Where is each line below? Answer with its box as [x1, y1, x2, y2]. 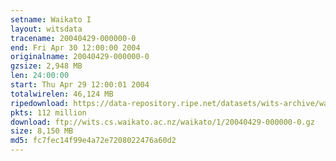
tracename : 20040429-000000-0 [10, 33, 137, 43]
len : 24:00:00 [10, 71, 70, 81]
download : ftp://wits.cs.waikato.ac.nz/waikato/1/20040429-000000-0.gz [10, 117, 315, 127]
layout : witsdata [10, 24, 83, 34]
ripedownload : [10, 98, 70, 108]
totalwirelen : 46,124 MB [10, 89, 114, 99]
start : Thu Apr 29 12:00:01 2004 [10, 80, 150, 90]
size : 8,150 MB [10, 126, 74, 136]
